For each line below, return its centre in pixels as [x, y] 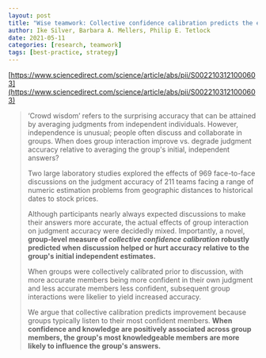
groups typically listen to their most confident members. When [130, 321]
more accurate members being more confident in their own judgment [140, 280]
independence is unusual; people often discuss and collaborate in [135, 133]
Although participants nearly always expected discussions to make [137, 214]
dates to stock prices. [63, 198]
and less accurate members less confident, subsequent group [129, 288]
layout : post [30, 15]
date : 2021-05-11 [37, 38]
